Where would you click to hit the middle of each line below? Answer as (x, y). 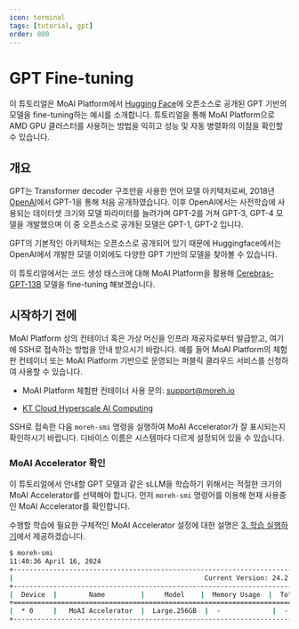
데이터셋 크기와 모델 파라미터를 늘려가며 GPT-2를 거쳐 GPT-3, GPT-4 (153, 214)
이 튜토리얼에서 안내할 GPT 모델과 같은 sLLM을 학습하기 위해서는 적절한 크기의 (146, 484)
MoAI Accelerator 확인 (57, 463)
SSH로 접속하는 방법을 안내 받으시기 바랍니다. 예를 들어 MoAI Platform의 (145, 349)
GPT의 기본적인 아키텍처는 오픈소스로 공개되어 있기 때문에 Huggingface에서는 (145, 243)
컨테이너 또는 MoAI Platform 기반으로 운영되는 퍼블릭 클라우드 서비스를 (141, 360)
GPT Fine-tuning (72, 78)
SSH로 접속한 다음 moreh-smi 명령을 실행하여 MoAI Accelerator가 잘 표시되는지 (148, 426)
